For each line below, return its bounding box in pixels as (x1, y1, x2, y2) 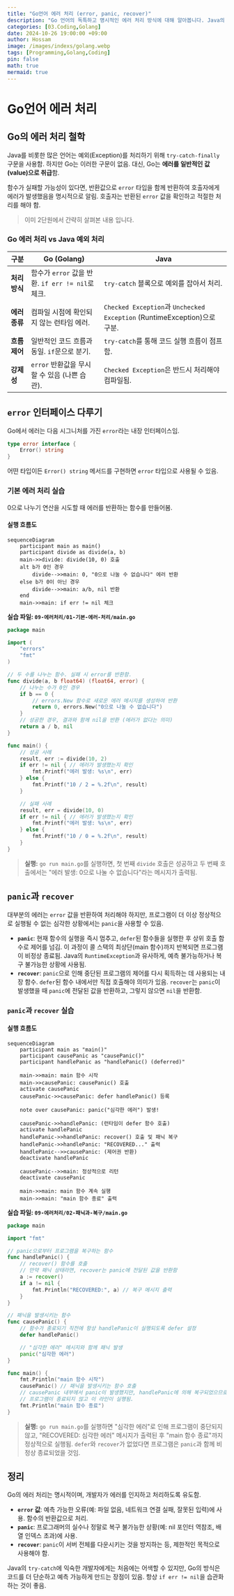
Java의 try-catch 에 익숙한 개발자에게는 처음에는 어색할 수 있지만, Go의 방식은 (7, 1564, 221, 1572)
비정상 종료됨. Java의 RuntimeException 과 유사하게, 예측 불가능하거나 (24, 951, 214, 959)
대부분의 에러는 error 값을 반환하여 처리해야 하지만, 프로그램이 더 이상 (7, 910, 197, 919)
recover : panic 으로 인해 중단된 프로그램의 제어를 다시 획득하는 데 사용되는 (17, 969, 219, 977)
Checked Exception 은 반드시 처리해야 (103, 365, 220, 375)
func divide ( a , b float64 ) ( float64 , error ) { (7, 677, 145, 685)
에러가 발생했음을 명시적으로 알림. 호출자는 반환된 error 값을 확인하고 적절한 (7, 191, 214, 200)
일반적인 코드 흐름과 (31, 336, 93, 346)
